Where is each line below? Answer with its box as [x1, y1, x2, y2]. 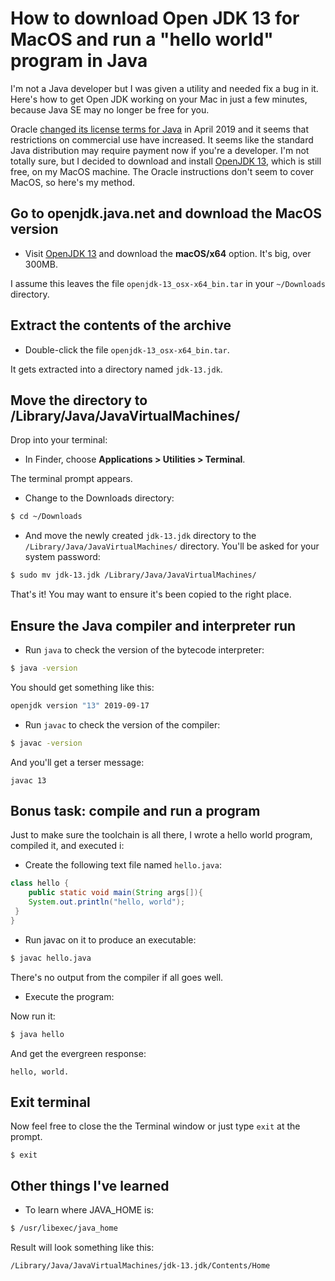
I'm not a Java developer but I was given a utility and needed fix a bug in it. [10, 82, 319, 94]
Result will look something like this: [10, 1242, 155, 1253]
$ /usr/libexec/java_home [10, 1223, 118, 1234]
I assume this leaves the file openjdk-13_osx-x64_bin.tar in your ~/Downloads [10, 277, 326, 289]
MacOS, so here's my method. [10, 176, 135, 188]
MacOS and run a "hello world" [10, 28, 274, 51]
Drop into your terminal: [10, 434, 108, 446]
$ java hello [10, 1029, 65, 1039]
